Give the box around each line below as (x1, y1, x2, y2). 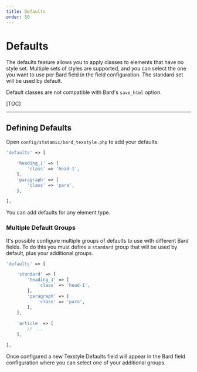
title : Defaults (6, 8, 46, 15)
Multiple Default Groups (6, 224, 76, 232)
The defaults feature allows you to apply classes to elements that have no (6, 59, 184, 66)
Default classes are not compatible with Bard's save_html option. (6, 89, 162, 96)
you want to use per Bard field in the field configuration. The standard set (6, 71, 184, 78)
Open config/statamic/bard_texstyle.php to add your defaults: (6, 139, 159, 146)
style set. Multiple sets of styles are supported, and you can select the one (6, 65, 186, 72)
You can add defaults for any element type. (6, 209, 110, 216)
